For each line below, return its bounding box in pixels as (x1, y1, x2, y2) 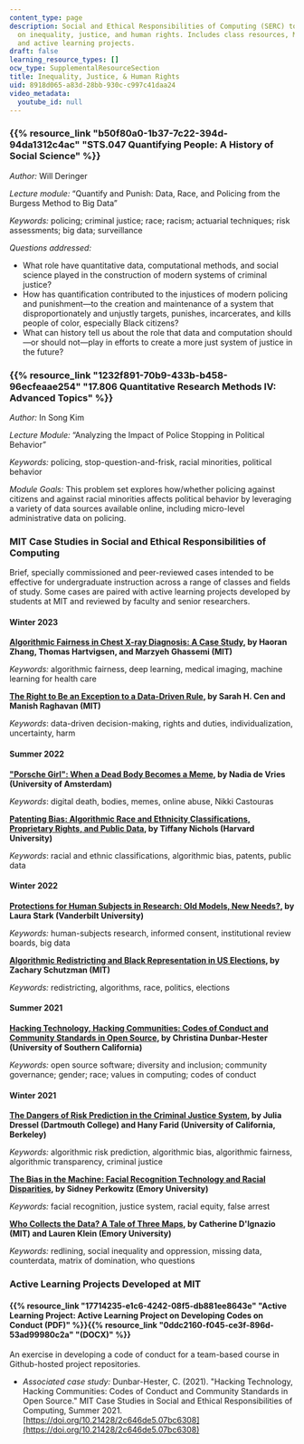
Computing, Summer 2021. (22, 1405, 123, 1416)
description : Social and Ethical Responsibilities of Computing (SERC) (9, 22, 285, 31)
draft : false (9, 47, 59, 56)
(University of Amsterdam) (9, 778, 113, 789)
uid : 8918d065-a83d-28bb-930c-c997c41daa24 (9, 81, 176, 90)
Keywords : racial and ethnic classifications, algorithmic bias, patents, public (9, 850, 292, 860)
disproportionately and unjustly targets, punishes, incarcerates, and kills (22, 308, 291, 318)
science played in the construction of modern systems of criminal (22, 269, 268, 280)
